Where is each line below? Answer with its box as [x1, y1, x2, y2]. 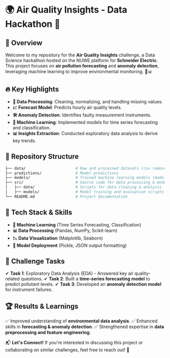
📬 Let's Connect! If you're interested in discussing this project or [5, 340, 143, 346]
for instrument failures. [5, 286, 53, 292]
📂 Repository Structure [5, 152, 79, 161]
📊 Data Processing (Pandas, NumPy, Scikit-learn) [12, 227, 118, 234]
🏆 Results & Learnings [5, 302, 78, 310]
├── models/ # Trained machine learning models [5, 175, 151, 180]
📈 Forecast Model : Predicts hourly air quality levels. [12, 104, 122, 110]
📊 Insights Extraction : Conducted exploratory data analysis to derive [12, 130, 158, 136]
